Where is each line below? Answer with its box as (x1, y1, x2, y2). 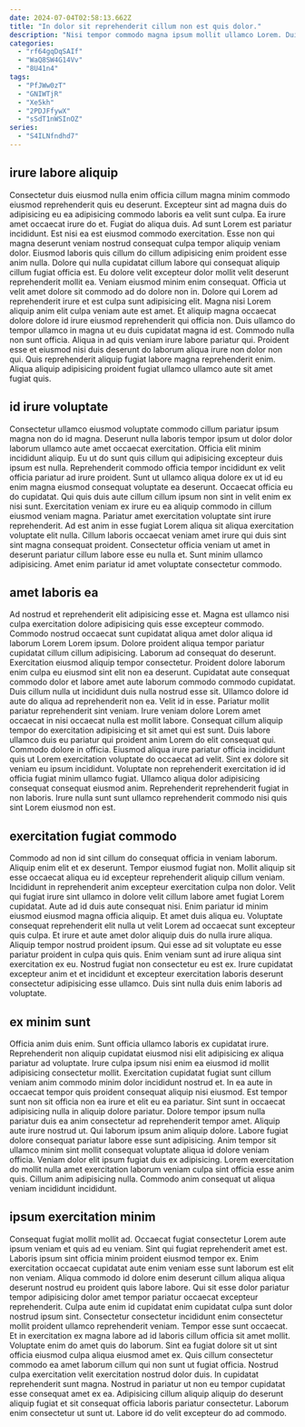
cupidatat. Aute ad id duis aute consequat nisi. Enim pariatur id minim (9, 901, 269, 912)
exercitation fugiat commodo (9, 828, 177, 843)
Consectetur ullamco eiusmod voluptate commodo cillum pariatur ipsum (9, 424, 280, 434)
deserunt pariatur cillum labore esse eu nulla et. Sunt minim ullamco (9, 549, 263, 560)
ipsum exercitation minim (9, 1210, 156, 1225)
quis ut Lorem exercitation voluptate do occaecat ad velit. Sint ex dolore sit (9, 753, 289, 764)
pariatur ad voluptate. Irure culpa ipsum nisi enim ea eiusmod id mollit (9, 1057, 270, 1068)
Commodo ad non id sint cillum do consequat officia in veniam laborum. (9, 853, 279, 863)
